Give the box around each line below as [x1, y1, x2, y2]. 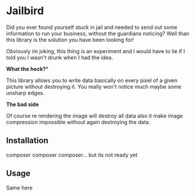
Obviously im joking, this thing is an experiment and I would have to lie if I [6, 47, 186, 54]
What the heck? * [6, 65, 49, 72]
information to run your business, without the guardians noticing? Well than [6, 30, 190, 37]
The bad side [6, 100, 39, 107]
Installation [6, 136, 49, 146]
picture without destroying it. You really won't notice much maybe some [6, 83, 182, 90]
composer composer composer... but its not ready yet [6, 151, 138, 158]
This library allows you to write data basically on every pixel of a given [6, 77, 178, 84]
